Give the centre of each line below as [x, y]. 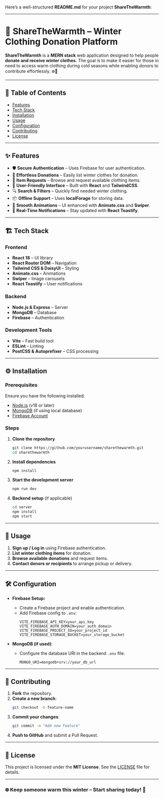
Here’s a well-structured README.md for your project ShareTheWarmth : [79, 7]
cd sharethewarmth [31, 452]
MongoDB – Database [34, 312]
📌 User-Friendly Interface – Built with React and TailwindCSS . [75, 185]
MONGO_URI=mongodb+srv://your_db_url [58, 662]
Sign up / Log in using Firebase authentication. [59, 548]
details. [12, 772]
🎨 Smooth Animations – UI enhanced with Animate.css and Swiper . [81, 205]
